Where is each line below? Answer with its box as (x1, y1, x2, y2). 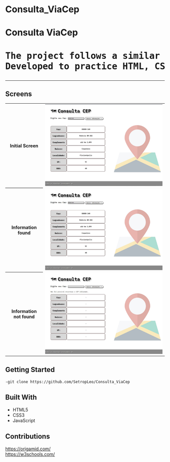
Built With (5, 393, 37, 402)
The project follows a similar (5, 50, 160, 61)
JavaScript (12, 417, 35, 423)
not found (13, 314, 35, 320)
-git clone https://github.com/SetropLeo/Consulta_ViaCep (5, 380, 130, 385)
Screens (5, 89, 32, 98)
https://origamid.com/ (5, 446, 51, 452)
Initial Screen (10, 143, 39, 149)
